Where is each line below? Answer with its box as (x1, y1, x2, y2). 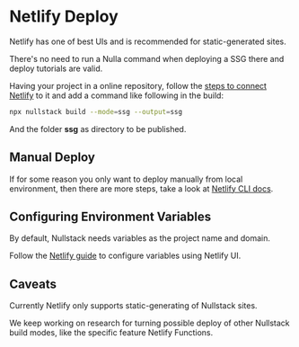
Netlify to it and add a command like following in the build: (9, 90, 224, 101)
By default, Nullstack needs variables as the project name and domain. (9, 233, 271, 244)
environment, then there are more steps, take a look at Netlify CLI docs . (9, 182, 274, 194)
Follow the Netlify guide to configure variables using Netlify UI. (9, 250, 242, 262)
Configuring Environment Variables (9, 209, 212, 225)
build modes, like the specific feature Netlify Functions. (9, 327, 214, 338)
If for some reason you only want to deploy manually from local (9, 173, 243, 184)
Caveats (9, 276, 57, 291)
